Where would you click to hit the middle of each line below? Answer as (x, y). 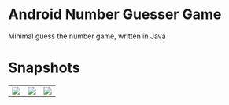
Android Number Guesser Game (115, 14)
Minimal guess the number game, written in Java (87, 36)
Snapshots (44, 68)
